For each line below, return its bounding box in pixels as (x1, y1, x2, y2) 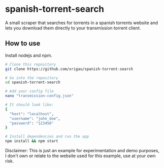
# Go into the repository (5, 75, 58, 80)
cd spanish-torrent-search (5, 80, 61, 85)
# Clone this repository (5, 62, 56, 67)
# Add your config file (5, 89, 54, 94)
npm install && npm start (5, 139, 58, 144)
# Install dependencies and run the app (5, 134, 90, 139)
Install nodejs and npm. (5, 52, 53, 58)
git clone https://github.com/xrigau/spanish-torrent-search (5, 67, 133, 71)
